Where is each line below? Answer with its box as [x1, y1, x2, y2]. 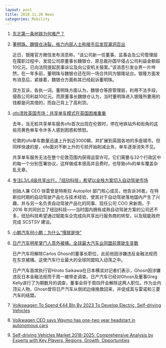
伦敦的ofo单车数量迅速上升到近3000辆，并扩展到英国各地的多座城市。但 [12, 138, 161, 144]
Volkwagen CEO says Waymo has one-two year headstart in [12, 317, 135, 323]
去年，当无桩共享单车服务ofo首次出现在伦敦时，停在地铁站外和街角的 [12, 121, 154, 127]
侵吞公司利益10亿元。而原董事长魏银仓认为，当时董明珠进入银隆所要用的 [12, 93, 161, 99]
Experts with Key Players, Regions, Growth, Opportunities [12, 338, 130, 344]
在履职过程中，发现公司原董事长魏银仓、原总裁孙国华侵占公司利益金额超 [12, 58, 160, 64]
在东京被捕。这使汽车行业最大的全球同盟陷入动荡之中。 [12, 257, 125, 263]
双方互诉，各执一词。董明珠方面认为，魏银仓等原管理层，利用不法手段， [12, 87, 160, 93]
